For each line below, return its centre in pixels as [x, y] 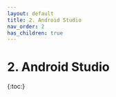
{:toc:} [16, 87]
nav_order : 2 [26, 26]
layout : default [30, 14]
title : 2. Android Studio [44, 20]
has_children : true [35, 33]
